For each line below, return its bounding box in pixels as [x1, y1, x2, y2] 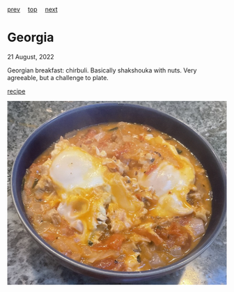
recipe [7, 86, 26, 95]
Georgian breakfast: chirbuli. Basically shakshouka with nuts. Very [7, 66, 197, 75]
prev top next [7, 6, 58, 13]
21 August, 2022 [7, 52, 54, 61]
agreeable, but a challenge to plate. [7, 73, 109, 82]
